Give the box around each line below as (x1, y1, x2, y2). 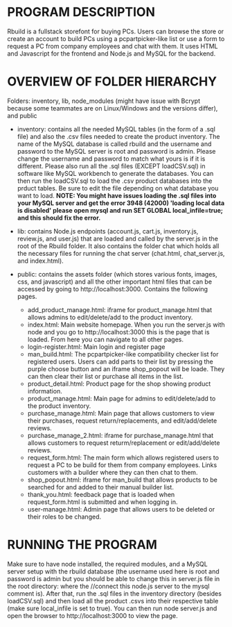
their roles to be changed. (27, 512, 102, 521)
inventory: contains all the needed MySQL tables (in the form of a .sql (17, 124, 216, 133)
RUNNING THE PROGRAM (7, 537, 158, 553)
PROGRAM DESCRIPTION (7, 4, 156, 20)
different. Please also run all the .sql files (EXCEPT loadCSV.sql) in (17, 161, 206, 170)
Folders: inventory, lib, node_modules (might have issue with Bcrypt (7, 97, 201, 105)
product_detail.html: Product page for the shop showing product (27, 380, 211, 388)
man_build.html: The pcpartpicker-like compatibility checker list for (27, 350, 219, 358)
